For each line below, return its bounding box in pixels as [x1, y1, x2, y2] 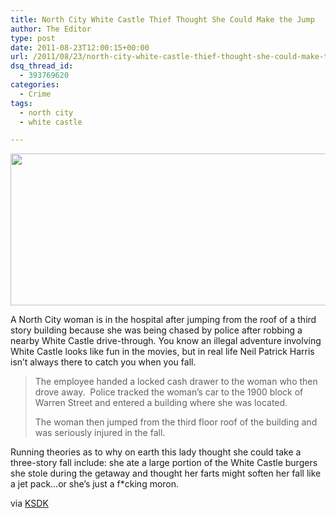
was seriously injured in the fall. [34, 427, 166, 439]
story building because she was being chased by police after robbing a [10, 324, 303, 336]
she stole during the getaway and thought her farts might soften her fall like [10, 467, 322, 480]
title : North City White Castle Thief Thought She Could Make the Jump [10, 14, 315, 25]
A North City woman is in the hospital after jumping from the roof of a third [10, 314, 317, 326]
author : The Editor [10, 24, 92, 34]
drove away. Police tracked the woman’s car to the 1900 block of [34, 386, 304, 398]
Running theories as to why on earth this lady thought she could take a [10, 446, 302, 458]
